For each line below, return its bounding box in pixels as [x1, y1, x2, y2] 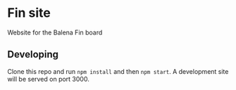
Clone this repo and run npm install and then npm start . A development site [7, 67, 229, 75]
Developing [7, 49, 58, 60]
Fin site [7, 5, 51, 21]
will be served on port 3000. [7, 75, 89, 83]
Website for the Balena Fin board [7, 28, 103, 37]
